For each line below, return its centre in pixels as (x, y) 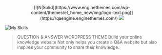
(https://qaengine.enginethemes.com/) (79, 18)
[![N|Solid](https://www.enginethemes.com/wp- (82, 7)
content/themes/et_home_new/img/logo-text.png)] (82, 13)
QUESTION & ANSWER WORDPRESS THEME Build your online (80, 37)
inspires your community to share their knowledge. (68, 47)
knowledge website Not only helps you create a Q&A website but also (87, 42)
